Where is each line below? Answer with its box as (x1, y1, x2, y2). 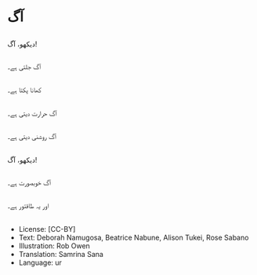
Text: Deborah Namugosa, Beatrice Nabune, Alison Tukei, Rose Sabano (18, 233, 249, 242)
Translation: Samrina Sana (18, 249, 103, 258)
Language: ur (18, 258, 62, 267)
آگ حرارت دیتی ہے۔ (7, 108, 58, 118)
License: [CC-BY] (18, 224, 76, 233)
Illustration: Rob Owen (18, 240, 91, 251)
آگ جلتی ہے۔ (7, 61, 42, 71)
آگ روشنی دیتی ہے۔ (7, 132, 56, 141)
